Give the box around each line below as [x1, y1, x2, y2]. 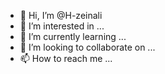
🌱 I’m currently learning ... [19, 31, 127, 42]
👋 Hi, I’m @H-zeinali [19, 10, 103, 21]
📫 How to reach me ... [19, 53, 113, 64]
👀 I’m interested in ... [19, 20, 105, 32]
